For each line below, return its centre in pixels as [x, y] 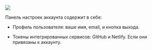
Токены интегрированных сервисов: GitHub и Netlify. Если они [80, 37]
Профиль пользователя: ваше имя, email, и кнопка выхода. [76, 27]
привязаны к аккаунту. [37, 42]
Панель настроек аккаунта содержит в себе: [54, 17]
